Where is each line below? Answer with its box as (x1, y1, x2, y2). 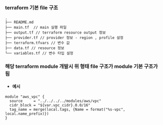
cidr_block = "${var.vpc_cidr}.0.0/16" (9, 103, 91, 108)
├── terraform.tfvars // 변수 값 (5, 40, 70, 46)
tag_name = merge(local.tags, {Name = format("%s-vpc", (9, 107, 125, 112)
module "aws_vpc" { (5, 94, 45, 99)
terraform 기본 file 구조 (5, 4, 59, 11)
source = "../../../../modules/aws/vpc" (9, 99, 102, 104)
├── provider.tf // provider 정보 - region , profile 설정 (5, 36, 123, 40)
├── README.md (5, 20, 34, 25)
